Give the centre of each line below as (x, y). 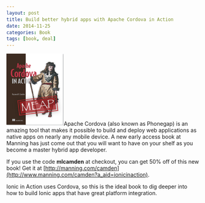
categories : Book (28, 33)
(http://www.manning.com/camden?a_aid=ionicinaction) (77, 175)
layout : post (23, 13)
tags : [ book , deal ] (31, 39)
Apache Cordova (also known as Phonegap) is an (126, 124)
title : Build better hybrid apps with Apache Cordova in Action (90, 19)
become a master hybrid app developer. (57, 150)
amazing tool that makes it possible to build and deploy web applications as (102, 130)
